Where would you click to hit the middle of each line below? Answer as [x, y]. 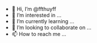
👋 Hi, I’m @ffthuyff [34, 9]
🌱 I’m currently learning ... [43, 21]
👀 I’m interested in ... [36, 15]
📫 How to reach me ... [39, 34]
